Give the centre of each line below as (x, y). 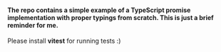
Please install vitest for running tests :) (64, 41)
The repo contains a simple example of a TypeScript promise (99, 10)
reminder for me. (33, 25)
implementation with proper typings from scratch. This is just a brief (110, 17)
